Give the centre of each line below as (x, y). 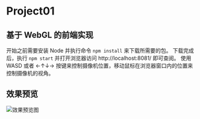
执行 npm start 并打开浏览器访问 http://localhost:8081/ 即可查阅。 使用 (104, 58)
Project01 (30, 11)
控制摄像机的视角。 (30, 73)
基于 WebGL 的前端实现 (50, 35)
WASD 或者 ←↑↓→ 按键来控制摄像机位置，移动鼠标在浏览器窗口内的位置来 (100, 66)
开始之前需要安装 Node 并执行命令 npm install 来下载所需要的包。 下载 (95, 50)
